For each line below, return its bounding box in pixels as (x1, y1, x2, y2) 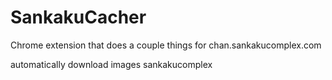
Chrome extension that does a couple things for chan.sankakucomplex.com (10, 39, 322, 51)
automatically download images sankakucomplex (10, 58, 213, 70)
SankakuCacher (10, 6, 147, 29)
